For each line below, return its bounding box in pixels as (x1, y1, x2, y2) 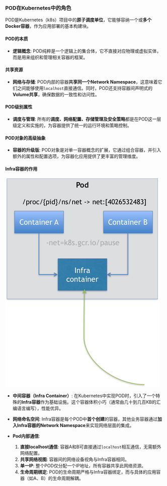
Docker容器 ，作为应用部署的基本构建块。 (5, 23, 92, 29)
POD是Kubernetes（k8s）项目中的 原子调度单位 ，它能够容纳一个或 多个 (5, 17, 152, 23)
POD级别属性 (5, 104, 33, 110)
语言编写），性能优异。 (17, 405, 64, 411)
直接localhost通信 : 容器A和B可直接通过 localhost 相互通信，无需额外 (20, 444, 161, 450)
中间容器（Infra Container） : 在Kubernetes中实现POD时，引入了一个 (12, 393, 156, 399)
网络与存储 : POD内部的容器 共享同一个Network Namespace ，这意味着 (12, 79, 158, 85)
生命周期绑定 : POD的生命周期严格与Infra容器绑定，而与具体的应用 (20, 469, 156, 475)
